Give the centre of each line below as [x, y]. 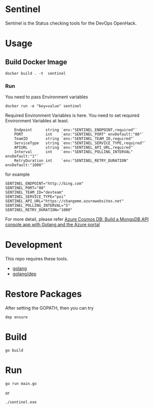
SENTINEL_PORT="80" [25, 188]
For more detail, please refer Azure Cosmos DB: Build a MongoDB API [77, 219]
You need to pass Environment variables [47, 97]
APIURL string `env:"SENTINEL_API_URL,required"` [75, 148]
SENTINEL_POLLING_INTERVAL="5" [38, 206]
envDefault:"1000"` [25, 165]
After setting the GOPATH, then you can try [49, 308]
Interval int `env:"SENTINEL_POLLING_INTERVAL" [74, 152]
